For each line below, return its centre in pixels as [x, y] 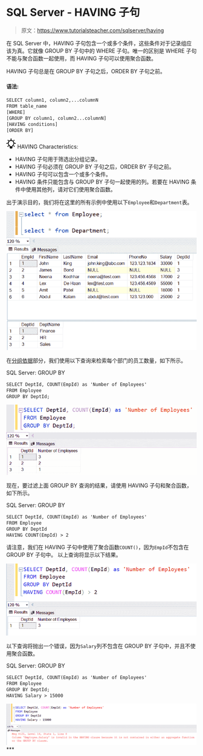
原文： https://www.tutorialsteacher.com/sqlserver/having [92, 30]
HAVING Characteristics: [48, 147]
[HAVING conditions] [32, 125]
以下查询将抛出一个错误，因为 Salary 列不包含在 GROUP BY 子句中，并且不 [98, 646]
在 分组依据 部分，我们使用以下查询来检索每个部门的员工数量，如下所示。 [96, 360]
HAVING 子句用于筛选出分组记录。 [58, 159]
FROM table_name [27, 107]
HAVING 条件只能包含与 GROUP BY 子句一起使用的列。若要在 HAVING [102, 182]
